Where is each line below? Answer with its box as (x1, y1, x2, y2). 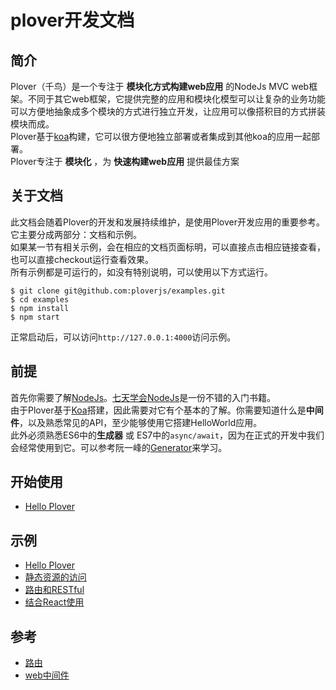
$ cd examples (10, 294, 70, 305)
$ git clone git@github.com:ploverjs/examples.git (10, 286, 226, 296)
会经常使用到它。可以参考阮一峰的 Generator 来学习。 (10, 441, 228, 453)
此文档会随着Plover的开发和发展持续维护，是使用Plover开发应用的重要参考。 (10, 216, 325, 228)
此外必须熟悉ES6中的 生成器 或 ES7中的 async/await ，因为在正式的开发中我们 (10, 429, 325, 441)
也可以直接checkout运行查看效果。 (10, 253, 155, 265)
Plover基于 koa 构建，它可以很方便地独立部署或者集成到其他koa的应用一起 (10, 131, 312, 142)
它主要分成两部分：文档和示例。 (10, 228, 142, 240)
